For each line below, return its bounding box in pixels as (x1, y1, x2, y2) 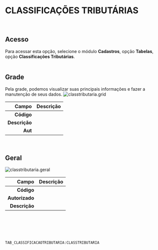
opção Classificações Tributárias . (5, 53, 75, 59)
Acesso (5, 35, 29, 44)
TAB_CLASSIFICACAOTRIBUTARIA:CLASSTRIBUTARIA (5, 240, 99, 245)
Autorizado (7, 195, 34, 201)
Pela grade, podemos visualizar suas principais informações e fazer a (5, 86, 145, 92)
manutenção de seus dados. (5, 91, 63, 97)
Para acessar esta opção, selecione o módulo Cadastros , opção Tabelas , (5, 48, 154, 54)
